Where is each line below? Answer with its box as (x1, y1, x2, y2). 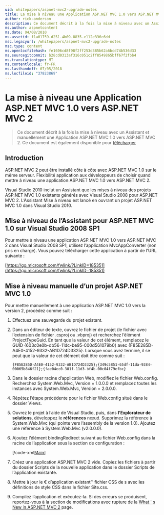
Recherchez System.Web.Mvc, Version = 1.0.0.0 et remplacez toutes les (12, 381, 157, 386)
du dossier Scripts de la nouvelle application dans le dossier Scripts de (12, 464, 155, 470)
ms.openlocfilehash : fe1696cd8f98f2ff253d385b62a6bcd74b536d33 (5, 48, 137, 53)
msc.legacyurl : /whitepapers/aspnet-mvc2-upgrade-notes (5, 39, 121, 44)
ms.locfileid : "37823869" (5, 71, 58, 76)
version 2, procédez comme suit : (5, 308, 72, 314)
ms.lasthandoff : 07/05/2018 (5, 67, 62, 72)
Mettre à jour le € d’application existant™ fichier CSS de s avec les (12, 479, 145, 485)
